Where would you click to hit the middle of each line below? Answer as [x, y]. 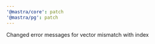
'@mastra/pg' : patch [33, 17]
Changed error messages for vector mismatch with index [77, 34]
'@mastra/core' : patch [35, 12]
